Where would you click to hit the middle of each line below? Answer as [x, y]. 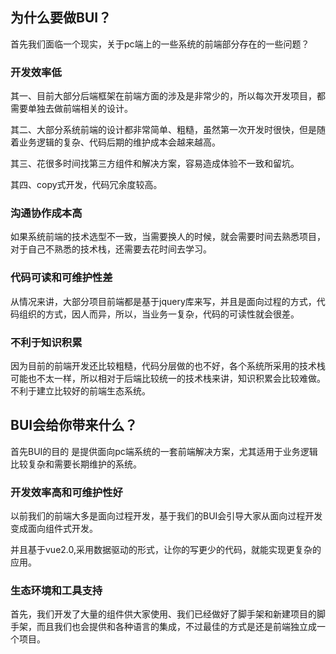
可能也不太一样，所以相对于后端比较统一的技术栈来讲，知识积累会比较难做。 [168, 378]
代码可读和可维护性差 [61, 278]
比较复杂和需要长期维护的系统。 [76, 464]
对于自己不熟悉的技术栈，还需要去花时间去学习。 [111, 249]
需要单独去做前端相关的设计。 [71, 109]
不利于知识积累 [46, 342]
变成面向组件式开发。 [54, 529]
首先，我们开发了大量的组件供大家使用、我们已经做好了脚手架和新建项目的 [163, 614]
